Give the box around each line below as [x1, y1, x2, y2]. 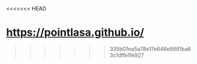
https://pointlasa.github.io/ [6, 26, 145, 39]
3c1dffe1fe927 [110, 52, 144, 59]
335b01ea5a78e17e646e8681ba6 [110, 45, 192, 52]
